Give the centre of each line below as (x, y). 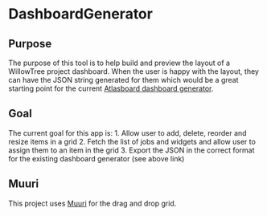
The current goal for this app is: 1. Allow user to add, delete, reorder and (127, 132)
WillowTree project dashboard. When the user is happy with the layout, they (134, 71)
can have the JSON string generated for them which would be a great (123, 80)
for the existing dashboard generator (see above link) (97, 158)
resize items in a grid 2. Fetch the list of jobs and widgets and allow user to (132, 141)
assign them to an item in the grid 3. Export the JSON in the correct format (131, 150)
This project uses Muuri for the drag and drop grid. (92, 203)
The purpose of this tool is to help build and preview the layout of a (119, 63)
